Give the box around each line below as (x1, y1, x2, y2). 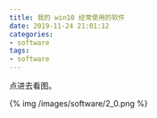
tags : (9, 46, 29, 55)
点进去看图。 (9, 80, 56, 90)
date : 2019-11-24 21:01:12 (9, 21, 110, 30)
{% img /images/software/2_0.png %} (9, 98, 149, 108)
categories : (9, 29, 54, 38)
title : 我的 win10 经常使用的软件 (9, 13, 126, 22)
